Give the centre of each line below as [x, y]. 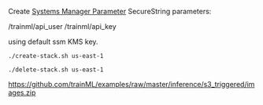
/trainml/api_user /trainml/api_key [62, 26]
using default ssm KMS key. [53, 42]
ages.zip [22, 92]
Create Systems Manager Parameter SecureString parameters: [110, 11]
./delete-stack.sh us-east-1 [56, 70]
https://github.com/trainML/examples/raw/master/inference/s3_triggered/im [131, 84]
